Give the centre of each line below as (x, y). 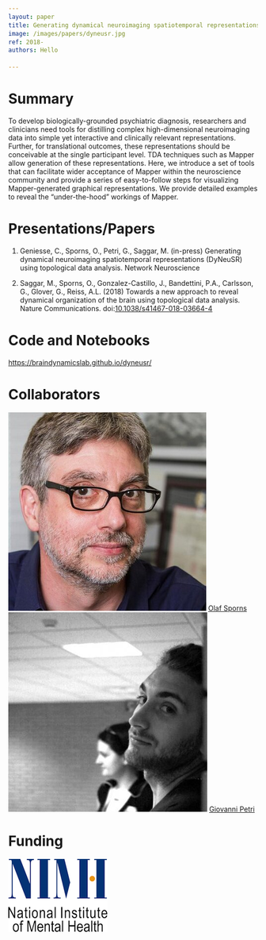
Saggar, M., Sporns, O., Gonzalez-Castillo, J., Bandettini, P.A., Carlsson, (137, 283)
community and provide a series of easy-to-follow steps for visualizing (123, 179)
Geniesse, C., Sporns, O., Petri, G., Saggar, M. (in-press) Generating (130, 251)
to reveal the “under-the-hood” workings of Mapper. (93, 196)
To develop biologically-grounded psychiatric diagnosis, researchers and (127, 121)
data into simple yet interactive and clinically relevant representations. (122, 137)
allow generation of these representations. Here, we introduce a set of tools (131, 163)
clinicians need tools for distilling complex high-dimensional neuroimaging (129, 129)
